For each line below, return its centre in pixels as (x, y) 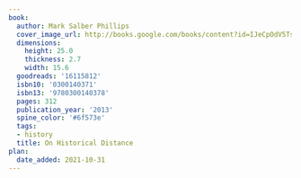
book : (18, 18)
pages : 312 (37, 101)
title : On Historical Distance (75, 143)
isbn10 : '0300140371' (57, 85)
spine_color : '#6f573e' (61, 118)
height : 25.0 (49, 51)
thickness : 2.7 (53, 59)
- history (35, 135)
